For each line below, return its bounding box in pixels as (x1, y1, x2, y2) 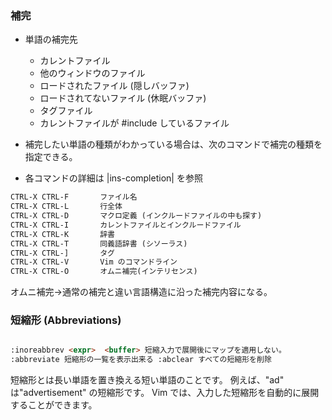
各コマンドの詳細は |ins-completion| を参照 (24, 172, 203, 184)
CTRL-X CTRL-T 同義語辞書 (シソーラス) (10, 238, 188, 249)
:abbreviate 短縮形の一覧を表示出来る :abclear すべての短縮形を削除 (10, 355, 272, 365)
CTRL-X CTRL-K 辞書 (10, 229, 115, 239)
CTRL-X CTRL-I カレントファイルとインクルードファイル (10, 220, 242, 230)
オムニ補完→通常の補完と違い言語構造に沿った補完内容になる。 (10, 286, 273, 298)
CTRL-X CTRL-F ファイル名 (10, 192, 138, 202)
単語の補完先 (24, 33, 78, 46)
